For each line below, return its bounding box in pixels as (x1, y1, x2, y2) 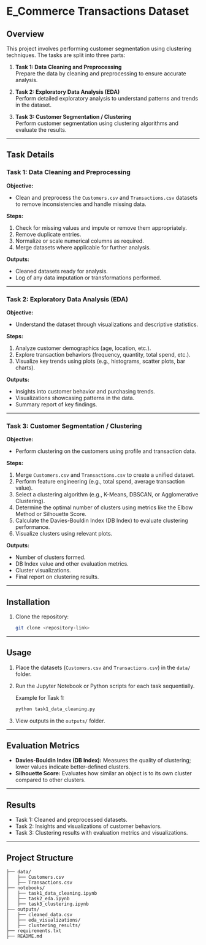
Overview (6, 29, 45, 39)
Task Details (6, 150, 55, 160)
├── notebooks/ (6, 885, 45, 891)
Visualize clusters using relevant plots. (15, 530, 113, 537)
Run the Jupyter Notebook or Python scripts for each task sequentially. (15, 682, 195, 689)
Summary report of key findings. (15, 400, 97, 408)
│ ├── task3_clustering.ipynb (6, 901, 89, 908)
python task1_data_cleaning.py (15, 706, 96, 712)
